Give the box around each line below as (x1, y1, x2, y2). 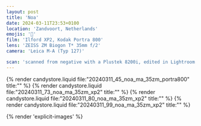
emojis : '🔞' (6, 31, 36, 37)
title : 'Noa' (6, 14, 39, 20)
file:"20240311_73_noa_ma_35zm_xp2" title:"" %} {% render (6, 88, 155, 95)
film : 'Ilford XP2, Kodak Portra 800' (6, 37, 104, 43)
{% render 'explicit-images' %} (6, 113, 83, 120)
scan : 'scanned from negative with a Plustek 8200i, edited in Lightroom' (6, 58, 198, 65)
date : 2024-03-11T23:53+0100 (6, 20, 79, 26)
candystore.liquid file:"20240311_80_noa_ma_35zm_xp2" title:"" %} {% (6, 95, 182, 102)
